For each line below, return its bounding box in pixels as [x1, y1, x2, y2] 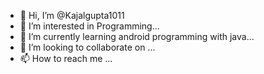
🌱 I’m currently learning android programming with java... [19, 31, 255, 42]
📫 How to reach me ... [19, 53, 113, 64]
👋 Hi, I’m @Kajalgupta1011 [19, 10, 125, 21]
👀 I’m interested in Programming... [19, 20, 160, 32]
